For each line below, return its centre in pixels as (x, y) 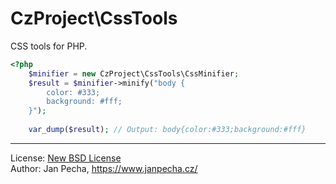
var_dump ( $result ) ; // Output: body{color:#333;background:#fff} (167, 130)
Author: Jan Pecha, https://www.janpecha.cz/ (104, 168)
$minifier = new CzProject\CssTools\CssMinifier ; (134, 73)
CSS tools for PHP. (49, 46)
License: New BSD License (66, 158)
